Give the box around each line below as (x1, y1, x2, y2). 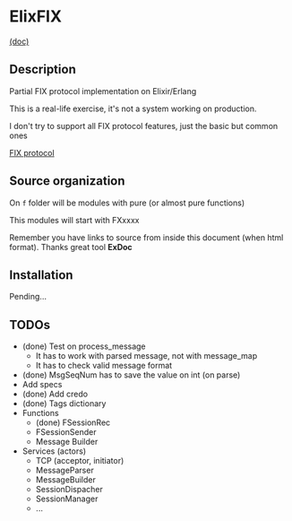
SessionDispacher (35, 484, 103, 495)
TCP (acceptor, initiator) (35, 456, 125, 466)
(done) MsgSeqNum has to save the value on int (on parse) (21, 369, 241, 380)
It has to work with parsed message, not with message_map (35, 351, 258, 361)
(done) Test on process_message (21, 341, 146, 352)
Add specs (21, 379, 63, 390)
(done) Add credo (21, 388, 88, 400)
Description (9, 62, 76, 77)
